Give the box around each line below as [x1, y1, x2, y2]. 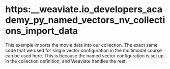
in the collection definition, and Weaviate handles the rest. [5, 58, 127, 64]
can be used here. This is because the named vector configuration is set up [5, 52, 164, 59]
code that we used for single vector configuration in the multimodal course [5, 47, 162, 53]
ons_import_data [5, 25, 78, 37]
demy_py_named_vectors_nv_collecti [5, 14, 165, 26]
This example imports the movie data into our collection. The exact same [5, 42, 158, 48]
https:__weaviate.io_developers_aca [5, 4, 163, 15]
